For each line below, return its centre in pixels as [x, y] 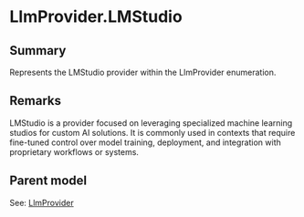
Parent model [48, 181]
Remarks [36, 101]
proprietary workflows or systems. [74, 151]
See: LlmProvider [42, 202]
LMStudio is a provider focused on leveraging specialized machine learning [151, 123]
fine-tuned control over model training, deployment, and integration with [145, 142]
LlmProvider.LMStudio [96, 17]
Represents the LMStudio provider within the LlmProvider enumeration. [143, 72]
